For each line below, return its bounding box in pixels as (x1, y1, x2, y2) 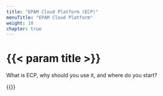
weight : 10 (6, 20, 34, 26)
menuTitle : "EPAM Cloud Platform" (6, 14, 94, 21)
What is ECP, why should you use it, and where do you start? (6, 72, 158, 79)
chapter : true (6, 25, 42, 32)
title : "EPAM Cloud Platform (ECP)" (6, 8, 98, 15)
